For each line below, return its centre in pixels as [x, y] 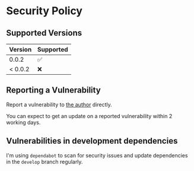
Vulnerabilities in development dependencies [92, 141]
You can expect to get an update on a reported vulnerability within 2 [89, 116]
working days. [23, 122]
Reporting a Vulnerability [53, 90]
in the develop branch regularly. [44, 161]
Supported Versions [44, 33]
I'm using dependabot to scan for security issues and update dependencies [97, 155]
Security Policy [44, 11]
